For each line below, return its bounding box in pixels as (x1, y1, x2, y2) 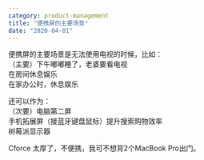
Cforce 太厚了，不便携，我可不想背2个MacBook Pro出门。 (8, 143, 201, 153)
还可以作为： (8, 97, 50, 106)
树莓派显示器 (8, 126, 50, 136)
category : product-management (8, 11, 110, 20)
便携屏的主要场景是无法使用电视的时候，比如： (8, 50, 162, 59)
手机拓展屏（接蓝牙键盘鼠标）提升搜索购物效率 (8, 117, 162, 126)
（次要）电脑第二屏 (8, 106, 72, 116)
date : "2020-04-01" (8, 26, 74, 34)
